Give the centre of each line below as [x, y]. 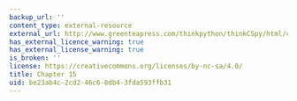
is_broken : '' [35, 58]
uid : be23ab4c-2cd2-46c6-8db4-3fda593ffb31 [91, 83]
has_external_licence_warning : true [76, 42]
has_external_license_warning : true [76, 50]
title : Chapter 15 [43, 75]
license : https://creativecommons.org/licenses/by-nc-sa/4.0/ [126, 67]
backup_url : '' [37, 17]
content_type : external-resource [71, 25]
